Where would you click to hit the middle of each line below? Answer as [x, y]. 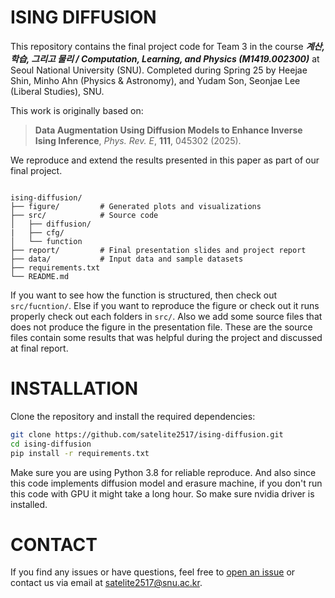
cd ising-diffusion [51, 444]
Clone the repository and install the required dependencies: [133, 416]
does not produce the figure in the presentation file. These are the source [161, 327]
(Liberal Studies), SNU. [57, 91]
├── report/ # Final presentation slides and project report [158, 250]
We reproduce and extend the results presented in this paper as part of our [165, 160]
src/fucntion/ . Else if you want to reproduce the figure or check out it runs [165, 305]
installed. [29, 504]
